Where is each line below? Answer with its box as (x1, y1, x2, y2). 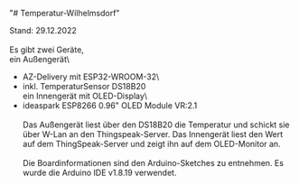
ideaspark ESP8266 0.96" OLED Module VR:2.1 (22, 100, 198, 111)
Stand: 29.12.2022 (9, 25, 77, 35)
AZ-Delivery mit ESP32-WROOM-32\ (22, 71, 160, 82)
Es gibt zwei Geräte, (9, 44, 84, 55)
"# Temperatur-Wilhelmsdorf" (9, 8, 120, 18)
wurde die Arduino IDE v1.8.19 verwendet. (22, 167, 177, 178)
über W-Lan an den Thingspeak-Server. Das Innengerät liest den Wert (22, 129, 284, 139)
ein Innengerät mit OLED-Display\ (22, 90, 147, 101)
